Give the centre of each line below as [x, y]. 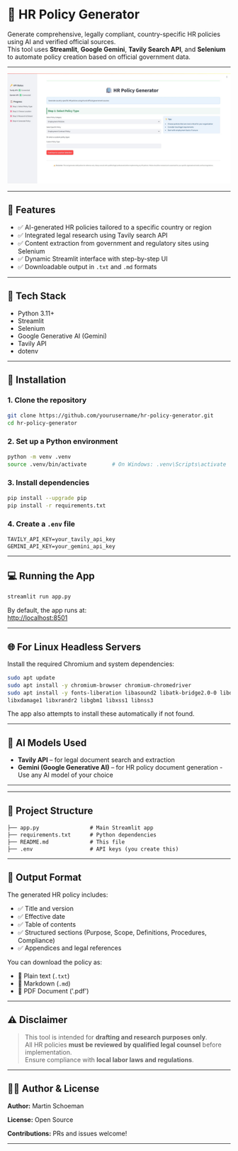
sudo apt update [31, 677]
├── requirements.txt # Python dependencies [82, 835]
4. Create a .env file [41, 524]
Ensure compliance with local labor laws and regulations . [109, 1059]
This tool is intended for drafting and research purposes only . [116, 1037]
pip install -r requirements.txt [57, 506]
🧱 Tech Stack [37, 296]
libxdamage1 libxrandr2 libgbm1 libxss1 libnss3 [80, 700]
